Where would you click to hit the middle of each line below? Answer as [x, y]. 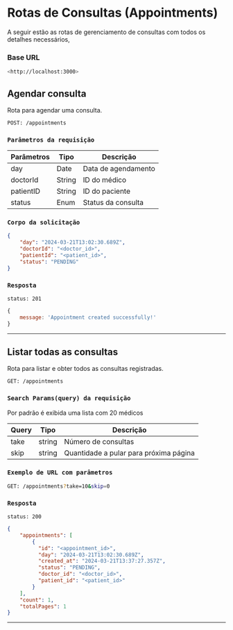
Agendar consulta [47, 93]
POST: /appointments [37, 123]
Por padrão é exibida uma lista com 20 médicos [75, 413]
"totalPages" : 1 [43, 606]
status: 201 [24, 299]
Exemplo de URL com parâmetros [60, 473]
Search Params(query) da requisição [69, 398]
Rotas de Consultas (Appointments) [113, 13]
